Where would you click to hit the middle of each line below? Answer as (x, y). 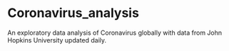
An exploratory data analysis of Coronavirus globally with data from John (115, 33)
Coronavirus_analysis (73, 13)
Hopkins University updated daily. (57, 40)
